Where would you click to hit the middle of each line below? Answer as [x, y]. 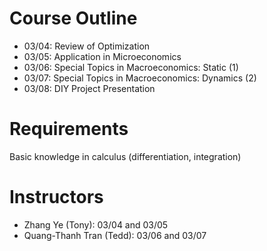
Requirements [69, 129]
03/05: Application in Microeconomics [102, 56]
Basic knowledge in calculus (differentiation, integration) [125, 156]
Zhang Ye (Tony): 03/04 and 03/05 [96, 224]
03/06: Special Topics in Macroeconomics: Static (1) [131, 67]
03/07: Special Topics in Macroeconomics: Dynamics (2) [140, 78]
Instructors [56, 197]
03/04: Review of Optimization [87, 46]
